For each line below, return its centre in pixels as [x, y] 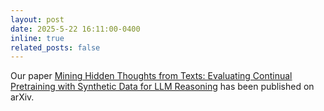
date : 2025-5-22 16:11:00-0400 [75, 29]
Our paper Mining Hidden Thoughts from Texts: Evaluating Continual [151, 76]
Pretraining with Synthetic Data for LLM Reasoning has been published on [162, 87]
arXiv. [22, 97]
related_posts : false [55, 47]
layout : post [37, 19]
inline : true [37, 38]
